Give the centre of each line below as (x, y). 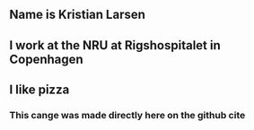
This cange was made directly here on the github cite (127, 116)
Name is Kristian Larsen (78, 15)
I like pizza (39, 90)
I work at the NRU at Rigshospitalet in (115, 45)
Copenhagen (46, 59)
